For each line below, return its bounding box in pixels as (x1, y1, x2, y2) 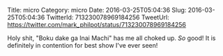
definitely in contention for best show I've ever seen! (7, 41, 158, 49)
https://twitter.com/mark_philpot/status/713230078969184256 (7, 21, 187, 28)
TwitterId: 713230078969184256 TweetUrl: (46, 13, 169, 21)
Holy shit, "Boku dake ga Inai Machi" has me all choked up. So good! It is (7, 34, 216, 42)
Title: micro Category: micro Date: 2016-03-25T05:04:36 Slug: (7, 6, 187, 14)
